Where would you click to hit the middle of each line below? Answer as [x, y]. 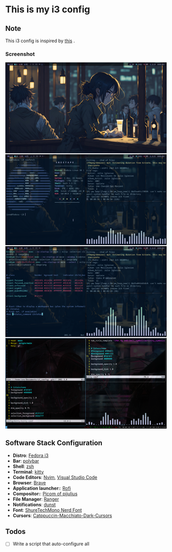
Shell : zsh [23, 466]
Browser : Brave [29, 483]
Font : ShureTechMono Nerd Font [47, 510]
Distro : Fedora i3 [30, 455]
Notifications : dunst [34, 504]
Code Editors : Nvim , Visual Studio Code [55, 477]
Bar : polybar [26, 461]
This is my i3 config [48, 10]
